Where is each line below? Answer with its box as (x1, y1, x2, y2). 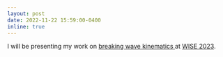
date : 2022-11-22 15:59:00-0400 (7, 17, 101, 24)
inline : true (7, 23, 45, 30)
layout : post (7, 10, 45, 17)
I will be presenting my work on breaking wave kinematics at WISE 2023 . (7, 42, 216, 51)
